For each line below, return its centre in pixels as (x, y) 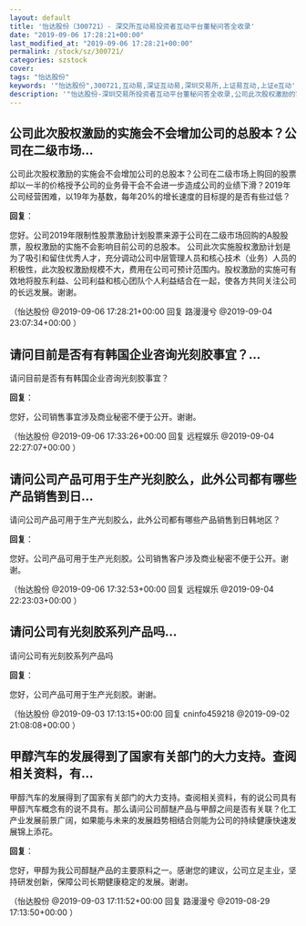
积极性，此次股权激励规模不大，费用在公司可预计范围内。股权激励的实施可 (149, 270)
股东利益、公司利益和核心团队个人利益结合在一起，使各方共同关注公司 (165, 281)
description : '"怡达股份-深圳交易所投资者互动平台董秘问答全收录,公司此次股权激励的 (153, 94)
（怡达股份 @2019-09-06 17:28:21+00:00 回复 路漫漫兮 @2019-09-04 (141, 311)
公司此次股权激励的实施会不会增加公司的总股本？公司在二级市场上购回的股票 (153, 174)
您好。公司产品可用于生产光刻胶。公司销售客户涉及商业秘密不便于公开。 (145, 558)
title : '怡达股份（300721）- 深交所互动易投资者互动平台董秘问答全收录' (132, 26)
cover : (22, 69)
